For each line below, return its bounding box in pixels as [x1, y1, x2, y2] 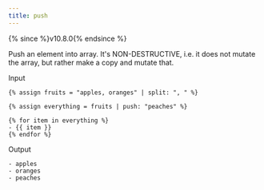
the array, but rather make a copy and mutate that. [8, 57, 174, 67]
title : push [8, 11, 48, 20]
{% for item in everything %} [8, 117, 110, 125]
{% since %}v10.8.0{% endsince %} [8, 34, 127, 43]
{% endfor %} [8, 130, 52, 138]
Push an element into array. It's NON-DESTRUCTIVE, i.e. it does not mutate [8, 49, 256, 58]
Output [8, 144, 31, 154]
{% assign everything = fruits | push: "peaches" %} [8, 102, 188, 110]
